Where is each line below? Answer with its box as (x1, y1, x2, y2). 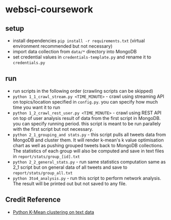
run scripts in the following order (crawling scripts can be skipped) (12, 88, 154, 94)
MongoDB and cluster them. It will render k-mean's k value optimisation (12, 137, 164, 143)
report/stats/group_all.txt (12, 170, 73, 175)
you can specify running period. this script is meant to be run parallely (12, 121, 161, 127)
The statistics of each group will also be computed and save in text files (12, 148, 164, 154)
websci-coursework (5, 4, 93, 15)
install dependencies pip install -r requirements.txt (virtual (12, 37, 145, 44)
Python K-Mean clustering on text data (12, 209, 95, 215)
